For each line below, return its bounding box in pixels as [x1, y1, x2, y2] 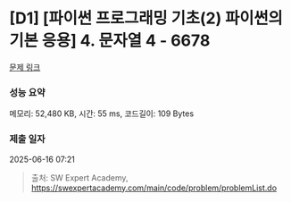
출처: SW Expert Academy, [30, 172, 129, 183]
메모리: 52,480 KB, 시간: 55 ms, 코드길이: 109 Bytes [9, 108, 195, 119]
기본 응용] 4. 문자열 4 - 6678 [9, 30, 211, 51]
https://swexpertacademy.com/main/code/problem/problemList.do [30, 182, 278, 193]
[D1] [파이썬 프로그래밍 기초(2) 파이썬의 [9, 8, 283, 29]
